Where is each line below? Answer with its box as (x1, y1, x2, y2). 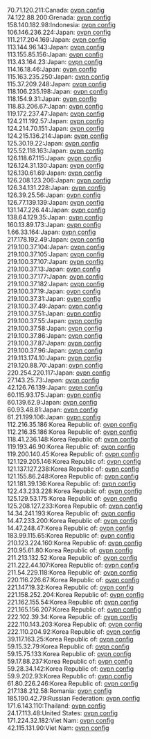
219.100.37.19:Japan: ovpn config (7, 287, 101, 295)
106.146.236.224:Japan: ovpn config (7, 28, 112, 36)
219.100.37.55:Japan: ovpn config (7, 317, 103, 325)
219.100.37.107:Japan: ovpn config (7, 258, 104, 265)
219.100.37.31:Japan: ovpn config (7, 295, 102, 302)
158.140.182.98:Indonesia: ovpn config (7, 21, 116, 29)
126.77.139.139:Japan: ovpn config (7, 199, 105, 206)
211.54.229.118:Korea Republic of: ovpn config (7, 568, 138, 577)
